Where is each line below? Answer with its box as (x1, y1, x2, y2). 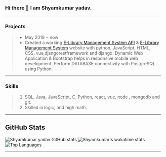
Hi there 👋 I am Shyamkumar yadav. (5, 4, 92, 11)
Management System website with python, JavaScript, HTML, (24, 44, 151, 51)
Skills (5, 82, 19, 89)
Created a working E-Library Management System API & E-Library (24, 39, 160, 45)
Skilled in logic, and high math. (24, 104, 87, 110)
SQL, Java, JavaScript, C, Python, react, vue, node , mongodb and (24, 94, 160, 100)
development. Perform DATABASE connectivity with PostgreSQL (24, 60, 156, 66)
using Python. (24, 66, 53, 72)
